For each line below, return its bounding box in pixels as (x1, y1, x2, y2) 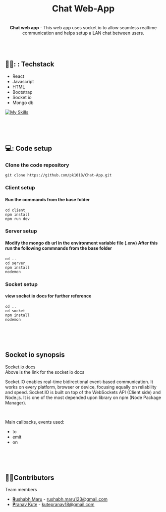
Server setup (5, 228, 37, 234)
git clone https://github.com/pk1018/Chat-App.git (5, 173, 112, 178)
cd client (5, 208, 26, 213)
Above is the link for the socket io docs (5, 369, 85, 375)
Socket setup (5, 281, 38, 287)
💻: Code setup (5, 144, 52, 153)
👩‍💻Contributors (5, 474, 55, 482)
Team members (5, 487, 37, 493)
